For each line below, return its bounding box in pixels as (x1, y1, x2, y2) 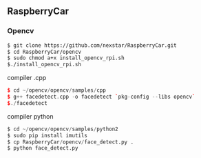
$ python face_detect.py (7, 145, 78, 152)
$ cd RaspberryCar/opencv (7, 48, 81, 55)
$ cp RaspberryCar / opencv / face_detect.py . (7, 138, 134, 146)
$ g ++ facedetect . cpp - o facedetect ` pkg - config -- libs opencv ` (7, 93, 195, 101)
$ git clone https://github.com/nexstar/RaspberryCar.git (7, 41, 177, 49)
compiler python (7, 112, 54, 120)
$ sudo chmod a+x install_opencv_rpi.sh (7, 55, 125, 61)
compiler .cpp (7, 74, 47, 82)
